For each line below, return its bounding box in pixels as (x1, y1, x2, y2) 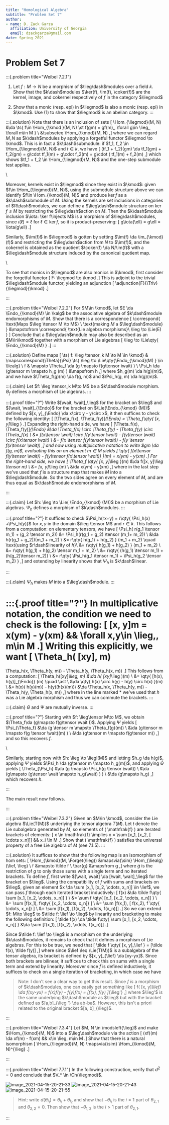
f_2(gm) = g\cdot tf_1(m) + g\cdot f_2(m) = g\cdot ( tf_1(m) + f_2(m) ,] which (6, 151, 161, 157)
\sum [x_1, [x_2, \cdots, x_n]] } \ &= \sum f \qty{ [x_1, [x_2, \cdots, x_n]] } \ (6, 895, 157, 901)
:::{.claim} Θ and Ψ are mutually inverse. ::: (6, 704, 94, 710)
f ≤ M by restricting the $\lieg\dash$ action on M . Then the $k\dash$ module (6, 208, 163, 214)
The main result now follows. (6, 795, 65, 801)
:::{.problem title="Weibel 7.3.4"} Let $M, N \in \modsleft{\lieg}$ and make (6, 1024, 158, 1030)
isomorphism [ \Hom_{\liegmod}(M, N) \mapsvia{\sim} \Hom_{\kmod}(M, (6, 1040, 156, 1047)
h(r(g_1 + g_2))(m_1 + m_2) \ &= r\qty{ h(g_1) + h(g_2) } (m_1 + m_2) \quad (6, 537, 156, 543)
